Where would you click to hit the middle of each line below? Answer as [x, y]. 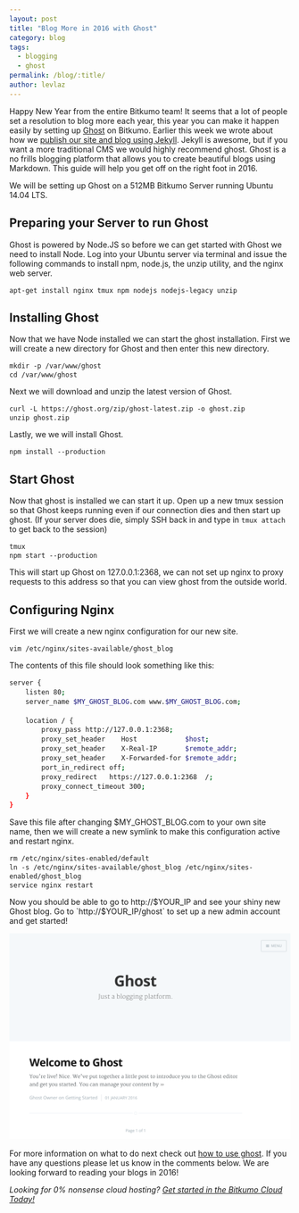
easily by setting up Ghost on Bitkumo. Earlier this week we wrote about [141, 130]
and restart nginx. [42, 841]
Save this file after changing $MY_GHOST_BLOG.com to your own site [137, 822]
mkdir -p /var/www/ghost [55, 366]
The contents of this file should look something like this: [112, 665]
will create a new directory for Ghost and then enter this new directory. [139, 349]
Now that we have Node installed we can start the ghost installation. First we [150, 339]
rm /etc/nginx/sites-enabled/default [79, 859]
